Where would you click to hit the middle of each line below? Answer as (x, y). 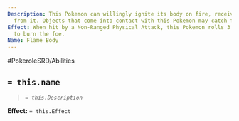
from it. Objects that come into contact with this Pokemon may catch (121, 21)
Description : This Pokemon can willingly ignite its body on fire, (110, 14)
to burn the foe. (39, 34)
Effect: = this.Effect (39, 110)
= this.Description (54, 98)
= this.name (34, 82)
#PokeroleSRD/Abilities (41, 60)
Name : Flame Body (33, 41)
